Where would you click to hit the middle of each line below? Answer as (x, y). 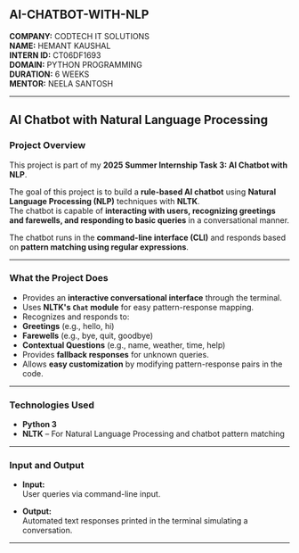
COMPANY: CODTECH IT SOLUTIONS (79, 36)
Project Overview (48, 145)
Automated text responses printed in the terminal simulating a (135, 521)
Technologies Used (52, 405)
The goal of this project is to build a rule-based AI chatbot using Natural (143, 192)
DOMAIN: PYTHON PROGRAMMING (76, 64)
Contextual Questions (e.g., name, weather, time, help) (124, 345)
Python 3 (40, 425)
